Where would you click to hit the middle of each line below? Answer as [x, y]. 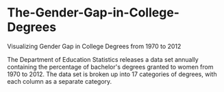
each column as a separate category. [60, 81]
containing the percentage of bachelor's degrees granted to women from [110, 67]
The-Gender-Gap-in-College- [94, 13]
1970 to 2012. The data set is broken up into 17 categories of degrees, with [112, 74]
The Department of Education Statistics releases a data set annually [103, 59]
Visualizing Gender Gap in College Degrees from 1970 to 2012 [94, 46]
